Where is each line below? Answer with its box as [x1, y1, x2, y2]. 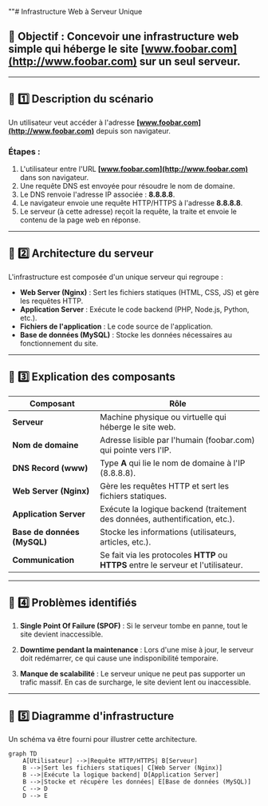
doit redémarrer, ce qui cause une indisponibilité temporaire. [19, 653, 219, 663]
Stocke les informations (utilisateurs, [99, 526, 237, 537]
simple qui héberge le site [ [8, 42, 145, 56]
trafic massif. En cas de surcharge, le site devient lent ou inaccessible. [19, 677, 251, 687]
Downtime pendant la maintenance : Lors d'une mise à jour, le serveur [19, 645, 254, 655]
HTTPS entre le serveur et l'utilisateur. [99, 559, 243, 570]
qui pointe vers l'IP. [99, 444, 171, 455]
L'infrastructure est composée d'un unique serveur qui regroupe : [8, 272, 223, 281]
